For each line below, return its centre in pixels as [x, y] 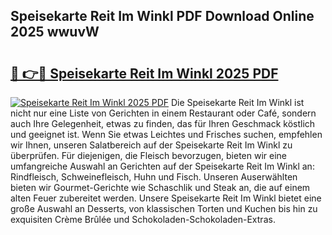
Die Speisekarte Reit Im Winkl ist [237, 102]
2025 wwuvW [55, 32]
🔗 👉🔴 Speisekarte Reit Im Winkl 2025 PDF [144, 73]
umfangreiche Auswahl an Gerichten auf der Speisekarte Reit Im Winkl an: [162, 166]
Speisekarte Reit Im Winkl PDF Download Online [162, 16]
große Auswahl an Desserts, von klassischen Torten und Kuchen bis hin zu [164, 208]
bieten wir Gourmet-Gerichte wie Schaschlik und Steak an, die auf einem [160, 187]
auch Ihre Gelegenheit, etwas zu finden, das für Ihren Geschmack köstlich [163, 123]
